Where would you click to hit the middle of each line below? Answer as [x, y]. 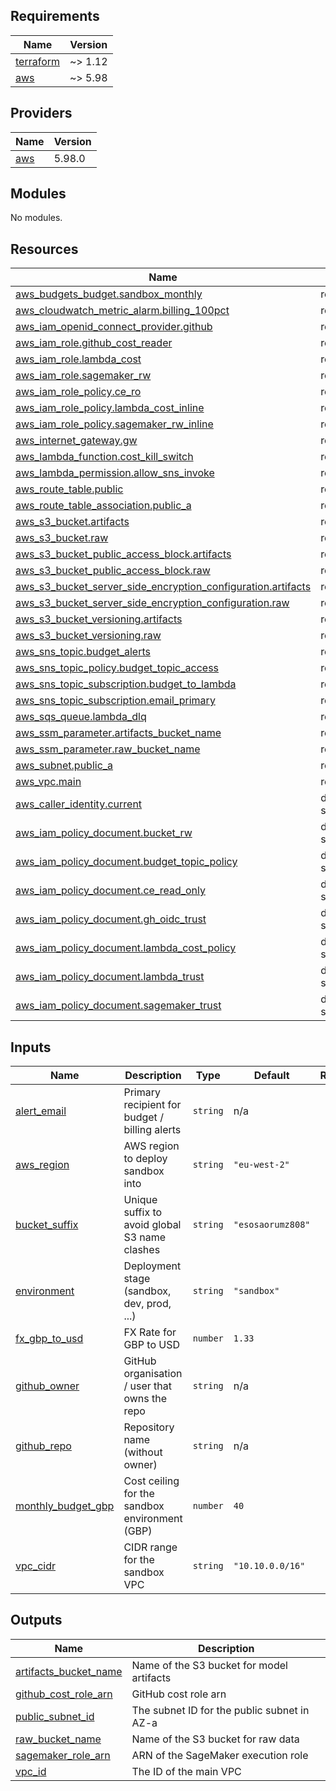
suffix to [143, 1212]
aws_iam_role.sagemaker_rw [83, 376]
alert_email [41, 1111]
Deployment [152, 1266]
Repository [149, 1427]
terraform [38, 61]
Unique [140, 1200]
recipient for [152, 1105]
